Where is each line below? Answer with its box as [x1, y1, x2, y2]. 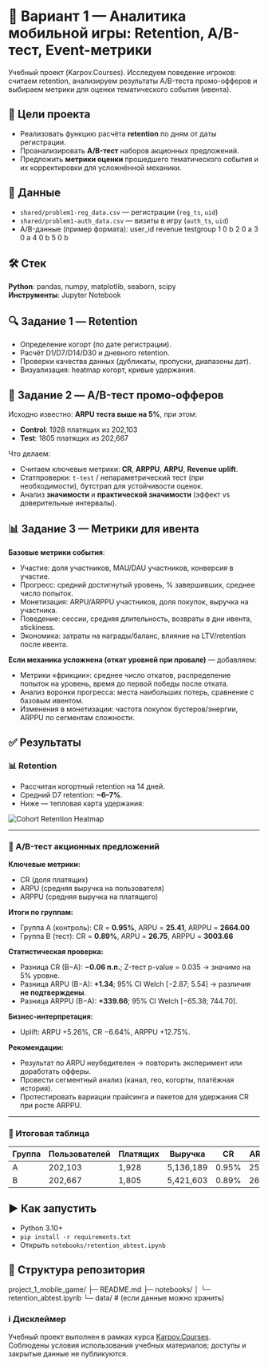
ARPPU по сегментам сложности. [19, 712, 136, 722]
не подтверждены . [19, 988, 86, 997]
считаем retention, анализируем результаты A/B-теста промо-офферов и [8, 76, 258, 85]
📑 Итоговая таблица [8, 1127, 90, 1138]
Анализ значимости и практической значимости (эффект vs [19, 490, 231, 499]
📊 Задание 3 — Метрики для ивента [8, 522, 199, 536]
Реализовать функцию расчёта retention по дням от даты [19, 129, 217, 138]
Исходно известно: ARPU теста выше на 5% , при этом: [8, 410, 198, 418]
